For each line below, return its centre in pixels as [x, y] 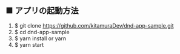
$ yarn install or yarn [40, 38]
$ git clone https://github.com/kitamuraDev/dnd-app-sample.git [94, 25]
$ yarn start [29, 44]
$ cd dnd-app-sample [42, 32]
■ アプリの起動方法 [42, 11]
